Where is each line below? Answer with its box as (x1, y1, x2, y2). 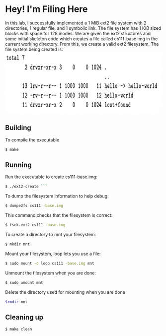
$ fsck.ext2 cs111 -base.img (5, 222, 66, 228)
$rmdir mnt (5, 299, 28, 304)
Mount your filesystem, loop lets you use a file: (5, 251, 101, 257)
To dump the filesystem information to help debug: (5, 193, 109, 199)
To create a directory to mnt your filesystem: (5, 232, 96, 238)
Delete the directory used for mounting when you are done (5, 289, 126, 295)
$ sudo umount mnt (5, 280, 43, 285)
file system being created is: (5, 46, 63, 52)
